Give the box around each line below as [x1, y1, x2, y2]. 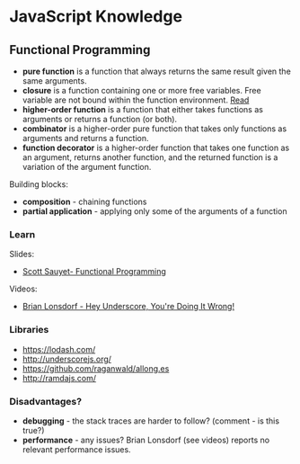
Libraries [9, 324, 49, 336]
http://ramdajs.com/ [22, 372, 97, 383]
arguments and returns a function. [22, 133, 150, 143]
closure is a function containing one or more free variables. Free [22, 85, 262, 95]
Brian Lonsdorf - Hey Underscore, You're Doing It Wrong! [22, 301, 235, 312]
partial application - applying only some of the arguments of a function [22, 206, 287, 217]
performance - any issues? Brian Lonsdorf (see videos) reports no [22, 434, 270, 445]
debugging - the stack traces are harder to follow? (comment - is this [22, 415, 280, 426]
